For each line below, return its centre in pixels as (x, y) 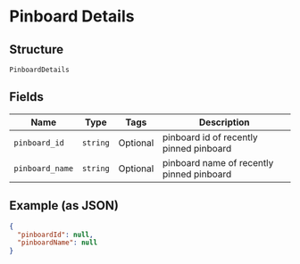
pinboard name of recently (218, 162)
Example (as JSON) (64, 206)
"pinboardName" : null (58, 243)
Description (225, 122)
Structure (37, 49)
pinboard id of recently (210, 137)
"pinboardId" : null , (55, 235)
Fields (27, 97)
